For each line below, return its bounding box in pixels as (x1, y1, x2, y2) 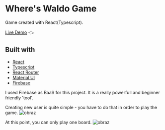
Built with (5, 46, 35, 54)
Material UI (12, 74, 35, 80)
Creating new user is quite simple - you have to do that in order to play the (5, 104, 158, 110)
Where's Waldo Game (5, 3, 97, 14)
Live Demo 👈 (5, 29, 34, 35)
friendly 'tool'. (5, 95, 34, 101)
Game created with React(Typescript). (5, 19, 83, 25)
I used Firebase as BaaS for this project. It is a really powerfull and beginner (5, 89, 160, 95)
